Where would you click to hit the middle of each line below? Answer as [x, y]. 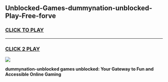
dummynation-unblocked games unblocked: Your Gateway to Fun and [79, 69]
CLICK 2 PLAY [22, 49]
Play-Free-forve [30, 16]
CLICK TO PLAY [24, 30]
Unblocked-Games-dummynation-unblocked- [79, 8]
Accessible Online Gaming [33, 74]
